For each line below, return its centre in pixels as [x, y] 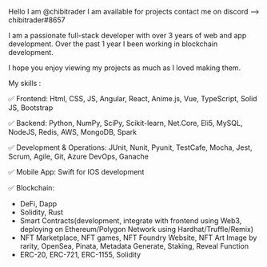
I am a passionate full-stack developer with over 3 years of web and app [128, 35]
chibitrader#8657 [37, 20]
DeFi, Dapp [38, 204]
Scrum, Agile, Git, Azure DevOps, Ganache [79, 156]
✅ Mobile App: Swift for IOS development [76, 172]
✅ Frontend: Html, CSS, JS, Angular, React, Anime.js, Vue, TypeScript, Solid [133, 98]
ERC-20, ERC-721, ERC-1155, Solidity [80, 255]
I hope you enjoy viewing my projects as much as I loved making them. [125, 68]
